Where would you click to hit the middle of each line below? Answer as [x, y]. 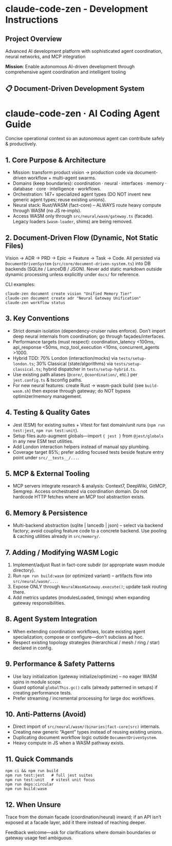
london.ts [23, 364]
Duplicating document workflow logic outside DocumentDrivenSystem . [85, 738]
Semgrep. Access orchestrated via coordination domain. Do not [80, 491]
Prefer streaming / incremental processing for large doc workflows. [84, 698]
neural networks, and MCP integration [45, 56]
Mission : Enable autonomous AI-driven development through [70, 66]
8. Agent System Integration [51, 619]
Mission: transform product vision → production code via [73, 172]
